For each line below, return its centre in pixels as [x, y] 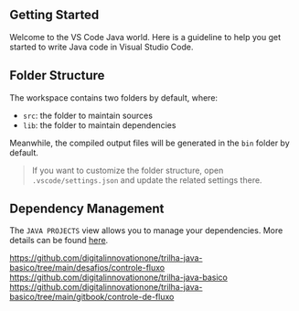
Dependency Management [87, 209]
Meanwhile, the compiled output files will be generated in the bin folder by [149, 143]
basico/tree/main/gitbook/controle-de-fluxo [92, 297]
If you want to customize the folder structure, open [128, 170]
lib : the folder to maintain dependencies [99, 125]
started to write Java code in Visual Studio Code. [101, 47]
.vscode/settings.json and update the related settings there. [147, 180]
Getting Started [54, 15]
